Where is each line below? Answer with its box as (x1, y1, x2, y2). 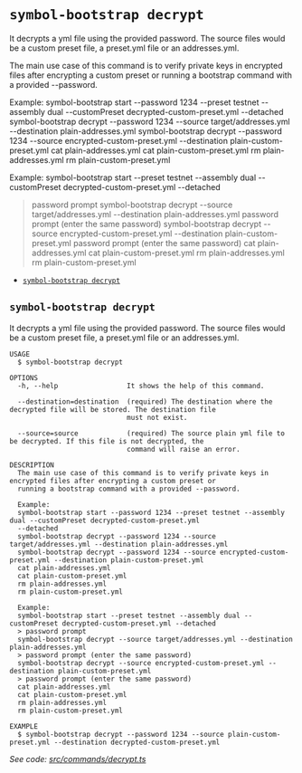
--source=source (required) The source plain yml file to (17, 428, 285, 438)
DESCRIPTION (9, 460, 54, 470)
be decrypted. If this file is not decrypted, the (9, 436, 204, 445)
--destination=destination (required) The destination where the (17, 396, 273, 406)
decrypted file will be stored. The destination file (9, 405, 217, 414)
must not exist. (126, 413, 188, 422)
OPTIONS (9, 373, 39, 382)
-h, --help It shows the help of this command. (17, 381, 265, 390)
